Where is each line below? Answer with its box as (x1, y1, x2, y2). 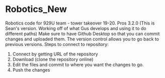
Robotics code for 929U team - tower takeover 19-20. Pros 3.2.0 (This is (5, 20, 155, 26)
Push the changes (12, 66, 50, 73)
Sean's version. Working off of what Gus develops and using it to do (5, 25, 147, 31)
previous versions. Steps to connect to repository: (5, 41, 109, 47)
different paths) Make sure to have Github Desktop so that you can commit (5, 30, 160, 36)
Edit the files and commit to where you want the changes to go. (12, 61, 144, 67)
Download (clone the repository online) (12, 56, 94, 62)
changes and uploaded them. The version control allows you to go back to (5, 36, 159, 42)
